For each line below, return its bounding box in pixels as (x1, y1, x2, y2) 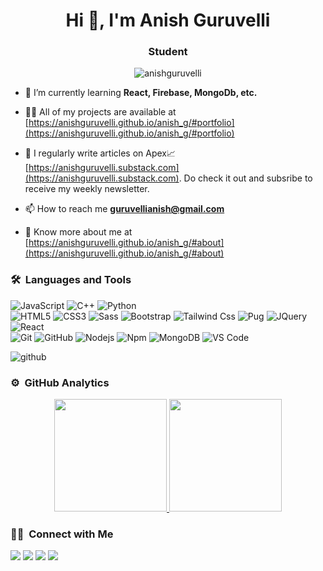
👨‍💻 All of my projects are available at (24, 106, 177, 118)
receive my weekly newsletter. (24, 183, 150, 195)
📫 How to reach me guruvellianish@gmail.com (24, 203, 225, 215)
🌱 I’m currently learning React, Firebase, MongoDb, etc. (24, 87, 258, 99)
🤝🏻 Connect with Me (10, 527, 114, 541)
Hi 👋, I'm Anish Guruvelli (65, 9, 271, 32)
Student (148, 45, 188, 59)
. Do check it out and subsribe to (178, 172, 313, 184)
